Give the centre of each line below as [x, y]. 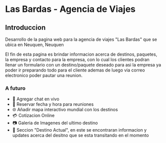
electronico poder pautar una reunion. [44, 75]
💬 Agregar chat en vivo [36, 99]
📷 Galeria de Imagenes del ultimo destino [55, 123]
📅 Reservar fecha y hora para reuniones [53, 104]
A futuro [15, 88]
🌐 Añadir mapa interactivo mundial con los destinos [65, 110]
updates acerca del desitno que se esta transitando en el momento [81, 136]
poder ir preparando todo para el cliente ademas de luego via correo [75, 70]
